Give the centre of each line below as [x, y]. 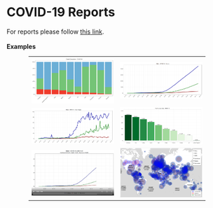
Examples [21, 46]
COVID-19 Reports [61, 12]
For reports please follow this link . [55, 32]
